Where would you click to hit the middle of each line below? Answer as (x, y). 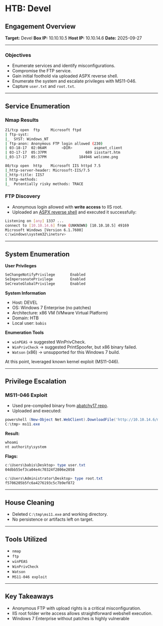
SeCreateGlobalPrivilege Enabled (45, 284)
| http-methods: (21, 179)
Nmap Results (22, 120)
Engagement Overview (41, 26)
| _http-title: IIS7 (25, 175)
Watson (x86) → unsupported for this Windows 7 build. (66, 352)
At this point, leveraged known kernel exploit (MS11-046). (62, 362)
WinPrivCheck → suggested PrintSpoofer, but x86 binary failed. (74, 347)
